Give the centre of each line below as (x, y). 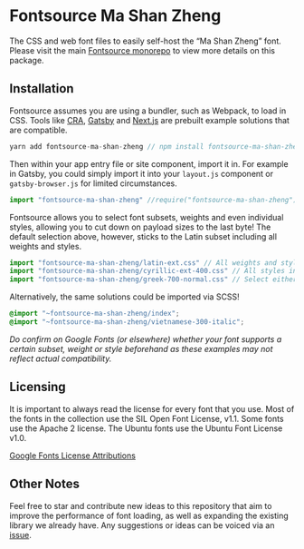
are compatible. (38, 130)
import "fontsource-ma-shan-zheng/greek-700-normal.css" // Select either (153, 279)
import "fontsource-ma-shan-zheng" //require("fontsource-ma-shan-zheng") (153, 200)
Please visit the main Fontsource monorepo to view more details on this (142, 50)
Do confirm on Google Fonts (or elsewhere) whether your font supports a (146, 339)
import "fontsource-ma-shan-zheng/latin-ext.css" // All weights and (143, 263)
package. (27, 60)
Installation (42, 88)
